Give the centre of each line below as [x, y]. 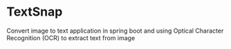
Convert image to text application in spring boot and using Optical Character [115, 31]
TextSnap [35, 12]
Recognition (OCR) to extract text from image [71, 37]
